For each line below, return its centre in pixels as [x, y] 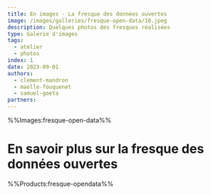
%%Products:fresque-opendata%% [61, 184]
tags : [15, 41]
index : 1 [20, 60]
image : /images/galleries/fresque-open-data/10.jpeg [87, 21]
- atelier [28, 47]
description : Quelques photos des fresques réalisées [89, 27]
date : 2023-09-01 [33, 67]
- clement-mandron [41, 80]
